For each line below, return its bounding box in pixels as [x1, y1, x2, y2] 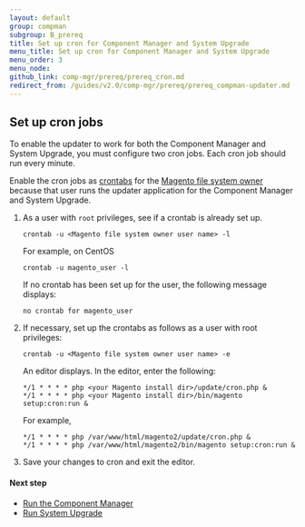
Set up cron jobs [9, 114, 104, 130]
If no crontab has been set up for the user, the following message [22, 279, 268, 291]
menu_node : [9, 65, 51, 74]
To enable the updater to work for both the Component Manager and [9, 138, 266, 150]
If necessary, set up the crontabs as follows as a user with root [22, 323, 258, 333]
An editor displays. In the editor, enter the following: [22, 365, 216, 377]
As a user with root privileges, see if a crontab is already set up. [22, 213, 263, 224]
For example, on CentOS [22, 246, 115, 257]
